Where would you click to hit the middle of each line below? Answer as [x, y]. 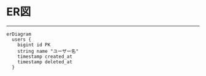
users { [22, 40]
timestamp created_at [45, 57]
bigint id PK [34, 45]
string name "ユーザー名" [48, 51]
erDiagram [19, 34]
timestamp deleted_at [45, 62]
